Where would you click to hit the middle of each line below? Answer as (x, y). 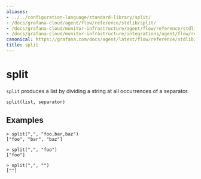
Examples (25, 120)
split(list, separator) (36, 102)
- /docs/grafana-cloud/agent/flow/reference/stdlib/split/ (81, 23)
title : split (22, 45)
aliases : (17, 12)
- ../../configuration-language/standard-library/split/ (79, 17)
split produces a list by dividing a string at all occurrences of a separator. (98, 91)
